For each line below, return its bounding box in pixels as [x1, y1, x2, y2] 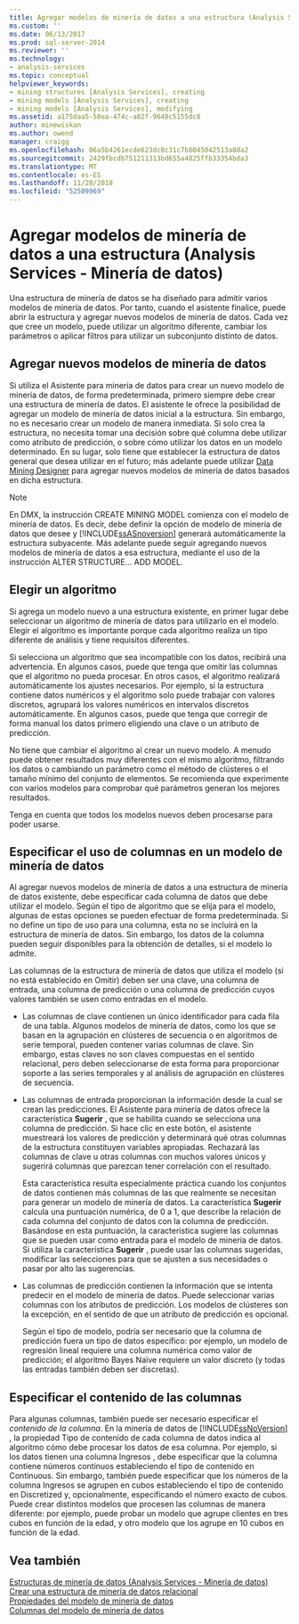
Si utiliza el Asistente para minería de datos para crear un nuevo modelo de [9, 379, 285, 390]
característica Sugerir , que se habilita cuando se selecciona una [21, 1114, 261, 1124]
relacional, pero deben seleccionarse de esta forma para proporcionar [21, 1058, 280, 1069]
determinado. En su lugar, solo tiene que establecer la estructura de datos [9, 446, 280, 457]
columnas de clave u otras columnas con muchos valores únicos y [21, 1151, 267, 1163]
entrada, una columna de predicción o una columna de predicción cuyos [9, 984, 275, 995]
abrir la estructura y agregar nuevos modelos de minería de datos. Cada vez [9, 311, 289, 322]
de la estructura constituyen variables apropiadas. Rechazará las [21, 1142, 260, 1153]
